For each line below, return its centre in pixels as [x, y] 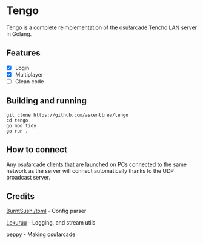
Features [23, 53]
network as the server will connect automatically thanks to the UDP [90, 170]
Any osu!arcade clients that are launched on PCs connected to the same [96, 164]
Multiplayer [29, 74]
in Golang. [19, 33]
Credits [21, 196]
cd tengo [17, 120]
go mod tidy [21, 125]
